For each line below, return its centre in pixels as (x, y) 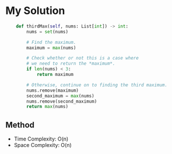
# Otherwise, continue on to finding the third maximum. (97, 85)
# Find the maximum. (51, 42)
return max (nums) (47, 107)
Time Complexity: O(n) (41, 139)
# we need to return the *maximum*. (71, 64)
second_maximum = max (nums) (60, 96)
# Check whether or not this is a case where (83, 58)
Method (20, 125)
